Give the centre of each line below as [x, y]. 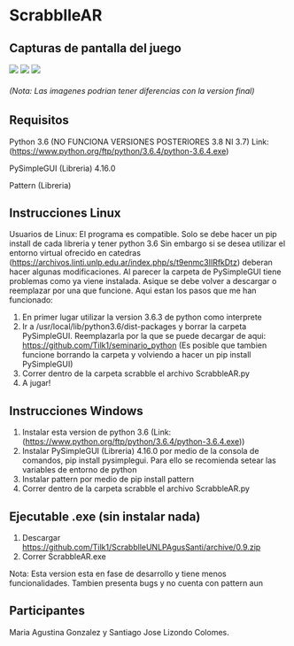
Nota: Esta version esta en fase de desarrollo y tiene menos [118, 574]
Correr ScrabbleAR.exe [64, 557]
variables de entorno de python [79, 470]
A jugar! [36, 383]
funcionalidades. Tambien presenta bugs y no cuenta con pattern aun [136, 583]
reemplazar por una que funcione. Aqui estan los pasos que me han [133, 291]
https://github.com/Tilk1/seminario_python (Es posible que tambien [144, 345]
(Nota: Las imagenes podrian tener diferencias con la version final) [132, 90]
